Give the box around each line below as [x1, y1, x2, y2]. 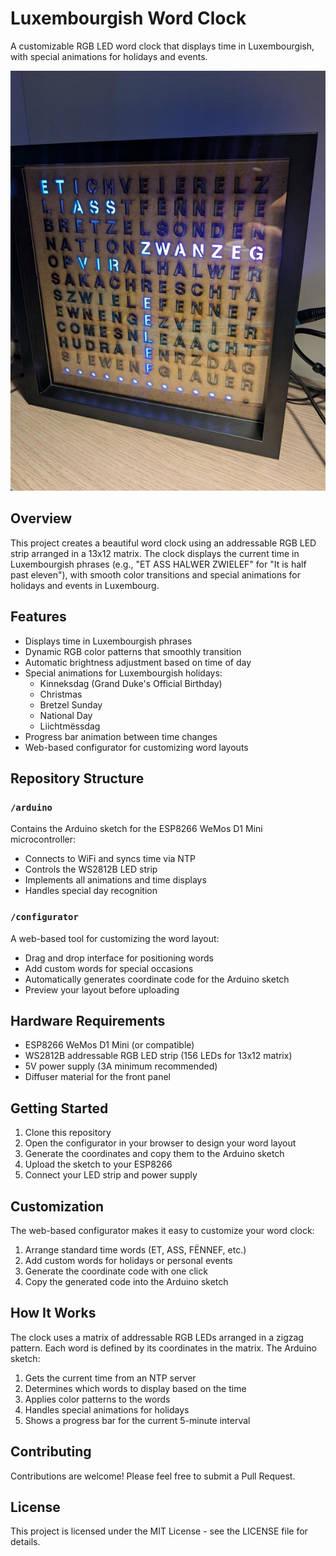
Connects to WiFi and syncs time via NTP [24, 853, 196, 865]
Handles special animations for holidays [24, 1403, 190, 1416]
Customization [10, 1198, 105, 1215]
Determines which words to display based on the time [24, 1382, 247, 1394]
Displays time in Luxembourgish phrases [24, 635, 193, 647]
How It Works [10, 1305, 97, 1322]
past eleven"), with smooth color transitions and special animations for [10, 568, 301, 581]
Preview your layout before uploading [24, 983, 180, 996]
